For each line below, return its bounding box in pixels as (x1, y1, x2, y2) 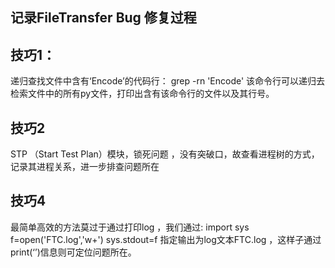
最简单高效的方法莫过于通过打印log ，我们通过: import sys (10, 221, 250, 233)
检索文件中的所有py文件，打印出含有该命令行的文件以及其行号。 (10, 88, 275, 100)
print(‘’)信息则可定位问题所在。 (10, 246, 137, 258)
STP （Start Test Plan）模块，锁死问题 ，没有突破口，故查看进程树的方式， (10, 148, 320, 160)
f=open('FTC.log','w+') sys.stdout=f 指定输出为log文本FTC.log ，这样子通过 (10, 233, 322, 245)
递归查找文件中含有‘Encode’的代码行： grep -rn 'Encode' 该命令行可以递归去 (10, 75, 326, 87)
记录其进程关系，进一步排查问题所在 (10, 161, 160, 173)
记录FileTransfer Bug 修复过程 (10, 9, 197, 27)
